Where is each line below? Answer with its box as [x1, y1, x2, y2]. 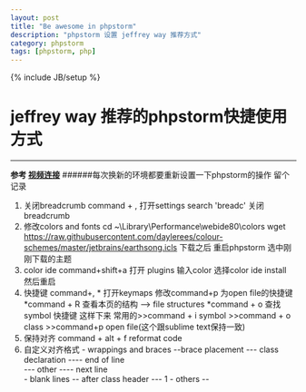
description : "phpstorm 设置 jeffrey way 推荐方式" [10, 30, 202, 39]
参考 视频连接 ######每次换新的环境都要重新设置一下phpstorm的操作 [10, 170, 271, 181]
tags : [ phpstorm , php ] [10, 47, 96, 56]
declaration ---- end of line [23, 355, 125, 366]
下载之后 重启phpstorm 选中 [179, 242, 284, 253]
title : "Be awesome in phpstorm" [10, 22, 137, 31]
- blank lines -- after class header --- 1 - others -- [23, 374, 210, 385]
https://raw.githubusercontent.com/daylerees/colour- [23, 231, 223, 242]
